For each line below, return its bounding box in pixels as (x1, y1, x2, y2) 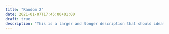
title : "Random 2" (5, 7, 44, 12)
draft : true (5, 16, 30, 21)
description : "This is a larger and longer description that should (5, 21, 152, 26)
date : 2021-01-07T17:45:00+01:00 (5, 12, 75, 17)
